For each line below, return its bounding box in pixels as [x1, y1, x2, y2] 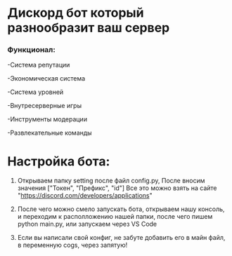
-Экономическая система [7, 74, 86, 83]
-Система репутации [7, 61, 70, 69]
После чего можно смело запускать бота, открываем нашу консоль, [17, 205, 225, 213]
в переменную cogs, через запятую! [17, 241, 128, 250]
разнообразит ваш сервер [7, 20, 170, 36]
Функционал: [7, 45, 56, 55]
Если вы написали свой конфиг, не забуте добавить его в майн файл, [17, 234, 226, 242]
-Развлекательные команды [7, 128, 93, 137]
